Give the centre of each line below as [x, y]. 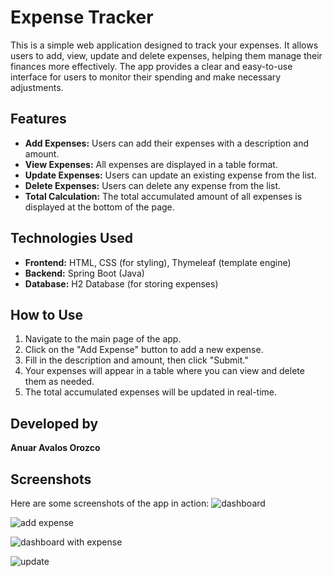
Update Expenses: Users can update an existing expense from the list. [170, 175]
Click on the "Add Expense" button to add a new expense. [144, 350]
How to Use [47, 314]
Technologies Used [71, 238]
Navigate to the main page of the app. [103, 339]
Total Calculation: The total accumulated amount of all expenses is [163, 196]
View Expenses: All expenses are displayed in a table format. [151, 164]
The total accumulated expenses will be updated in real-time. [151, 392]
